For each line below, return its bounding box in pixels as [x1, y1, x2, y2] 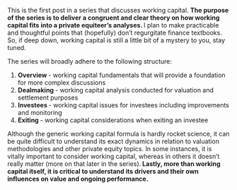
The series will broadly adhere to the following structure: [7, 57, 172, 66]
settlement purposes [17, 93, 79, 102]
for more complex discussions [17, 78, 106, 87]
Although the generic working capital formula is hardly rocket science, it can [7, 130, 230, 138]
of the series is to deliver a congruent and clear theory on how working [7, 13, 220, 22]
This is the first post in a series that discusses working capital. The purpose [7, 6, 229, 14]
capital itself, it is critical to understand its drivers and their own [7, 167, 200, 175]
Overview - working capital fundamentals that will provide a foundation [17, 71, 226, 79]
